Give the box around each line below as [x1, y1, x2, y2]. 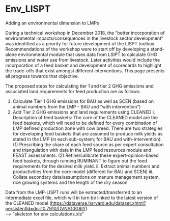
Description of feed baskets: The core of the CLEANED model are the [12, 114, 158, 120]
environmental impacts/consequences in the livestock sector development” [5, 35, 164, 41]
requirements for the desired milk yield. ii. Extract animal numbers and [12, 163, 160, 169]
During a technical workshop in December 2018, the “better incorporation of [5, 30, 165, 36]
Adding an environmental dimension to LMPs [5, 20, 99, 26]
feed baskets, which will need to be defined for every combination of [12, 120, 157, 126]
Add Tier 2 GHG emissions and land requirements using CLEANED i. [12, 109, 155, 115]
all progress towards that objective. [5, 73, 79, 79]
